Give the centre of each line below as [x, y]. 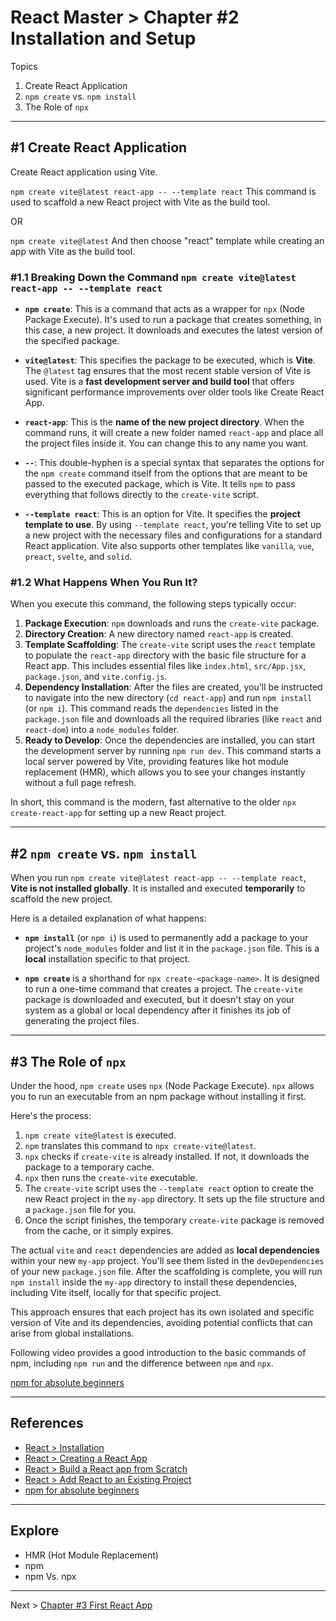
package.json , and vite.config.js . [96, 677]
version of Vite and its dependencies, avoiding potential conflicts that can [161, 1322]
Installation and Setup [103, 38]
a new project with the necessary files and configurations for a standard [173, 535]
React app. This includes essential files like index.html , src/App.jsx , [165, 666]
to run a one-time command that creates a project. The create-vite [163, 989]
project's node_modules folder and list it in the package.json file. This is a [172, 948]
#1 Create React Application [99, 147]
